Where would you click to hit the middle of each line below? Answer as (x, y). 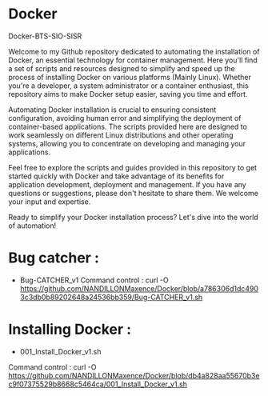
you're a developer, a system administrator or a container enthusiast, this (129, 86)
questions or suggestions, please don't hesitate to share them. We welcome (133, 193)
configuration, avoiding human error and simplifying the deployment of (125, 118)
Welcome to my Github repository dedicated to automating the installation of (134, 51)
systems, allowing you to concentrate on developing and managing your (127, 143)
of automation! (32, 226)
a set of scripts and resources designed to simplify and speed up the (122, 68)
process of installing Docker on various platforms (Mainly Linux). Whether (130, 77)
